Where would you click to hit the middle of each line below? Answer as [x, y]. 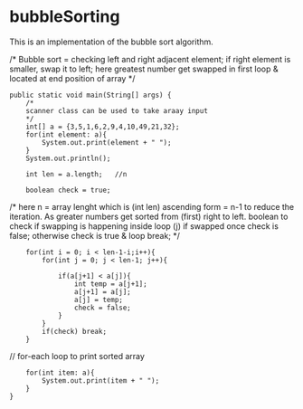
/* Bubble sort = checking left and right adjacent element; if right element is [150, 59]
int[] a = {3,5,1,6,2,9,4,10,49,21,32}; [103, 127]
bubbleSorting [65, 17]
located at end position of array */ [72, 78]
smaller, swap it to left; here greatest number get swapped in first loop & [144, 69]
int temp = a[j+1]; [110, 284]
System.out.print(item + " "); [101, 380]
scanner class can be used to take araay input [117, 110]
